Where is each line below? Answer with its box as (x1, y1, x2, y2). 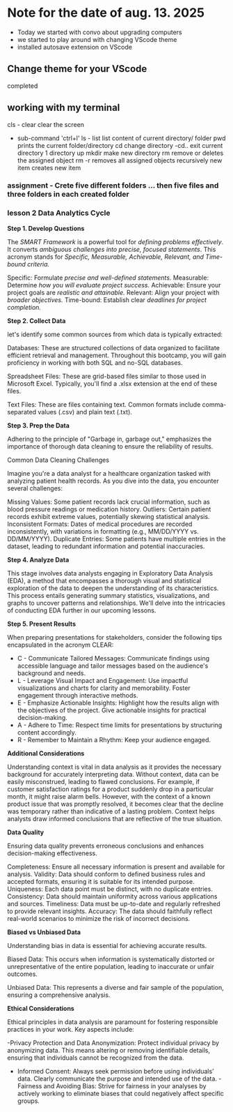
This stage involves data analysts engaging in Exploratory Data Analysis (7, 569, 214, 577)
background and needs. (17, 668, 86, 677)
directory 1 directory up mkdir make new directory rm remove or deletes (17, 149, 224, 157)
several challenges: (7, 483, 63, 493)
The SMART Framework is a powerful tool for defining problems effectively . (7, 237, 224, 246)
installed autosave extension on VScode (17, 43, 132, 51)
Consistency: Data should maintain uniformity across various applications (7, 892, 218, 901)
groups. (17, 1097, 40, 1105)
